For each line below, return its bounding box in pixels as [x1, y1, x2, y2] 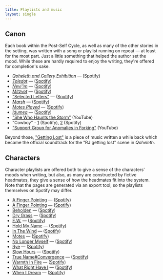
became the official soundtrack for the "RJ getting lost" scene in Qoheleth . [5, 140, 155, 146]
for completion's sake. [5, 64, 50, 69]
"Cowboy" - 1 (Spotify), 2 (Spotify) [12, 120, 82, 126]
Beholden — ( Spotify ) [12, 207, 56, 213]
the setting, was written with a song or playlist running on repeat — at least [5, 48, 156, 54]
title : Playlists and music [5, 7, 62, 12]
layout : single [5, 12, 36, 17]
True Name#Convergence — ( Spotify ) [12, 254, 89, 260]
